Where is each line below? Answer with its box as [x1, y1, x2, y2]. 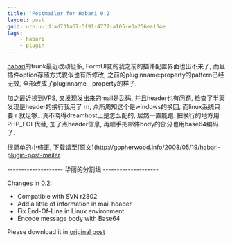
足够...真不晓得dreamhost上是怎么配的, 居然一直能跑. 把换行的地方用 [25, 111, 220, 119]
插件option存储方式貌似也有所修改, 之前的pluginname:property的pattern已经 [7, 70, 225, 79]
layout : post [7, 17, 45, 23]
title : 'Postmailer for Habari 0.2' [7, 10, 113, 17]
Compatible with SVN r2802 [17, 193, 98, 200]
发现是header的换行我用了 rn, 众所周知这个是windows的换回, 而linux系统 [7, 103, 215, 110]
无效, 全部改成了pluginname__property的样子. [7, 79, 137, 87]
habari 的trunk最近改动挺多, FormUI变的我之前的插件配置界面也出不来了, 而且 [7, 62, 226, 70]
